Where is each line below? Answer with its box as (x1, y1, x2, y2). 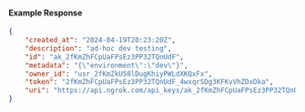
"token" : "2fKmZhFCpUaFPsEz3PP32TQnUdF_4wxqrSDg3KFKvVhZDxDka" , (25, 78, 274, 87)
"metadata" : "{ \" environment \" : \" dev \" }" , (25, 61, 188, 70)
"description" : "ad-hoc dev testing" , (25, 43, 172, 53)
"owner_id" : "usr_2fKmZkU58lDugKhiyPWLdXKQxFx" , (25, 69, 213, 79)
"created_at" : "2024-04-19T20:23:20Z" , (25, 36, 177, 45)
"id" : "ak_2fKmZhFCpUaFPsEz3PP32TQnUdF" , (25, 52, 184, 61)
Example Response (8, 7, 83, 18)
